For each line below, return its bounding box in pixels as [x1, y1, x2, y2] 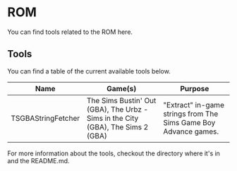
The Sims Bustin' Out [87, 95, 157, 105]
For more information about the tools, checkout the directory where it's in [7, 149, 221, 158]
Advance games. [163, 126, 219, 136]
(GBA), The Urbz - [87, 104, 149, 114]
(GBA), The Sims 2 [87, 122, 149, 131]
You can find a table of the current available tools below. [7, 66, 171, 75]
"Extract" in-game [163, 100, 224, 110]
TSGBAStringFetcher [11, 113, 80, 123]
